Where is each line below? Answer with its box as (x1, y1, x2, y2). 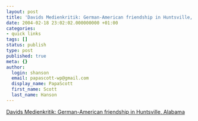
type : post (6, 48, 33, 54)
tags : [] (6, 36, 28, 42)
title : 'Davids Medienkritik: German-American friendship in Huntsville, (6, 14, 193, 20)
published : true (6, 53, 46, 59)
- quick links (6, 31, 42, 37)
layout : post (6, 8, 39, 15)
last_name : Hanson (11, 92, 58, 98)
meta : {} (6, 58, 28, 64)
